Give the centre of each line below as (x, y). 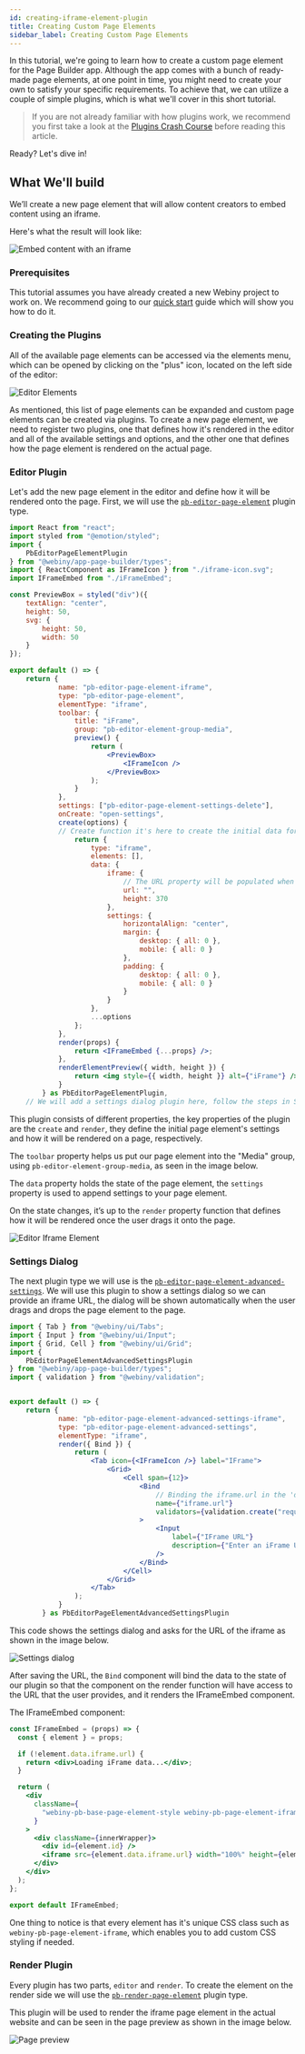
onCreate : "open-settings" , (111, 815)
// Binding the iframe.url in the (221, 1495)
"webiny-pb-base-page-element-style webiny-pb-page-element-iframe (172, 1812)
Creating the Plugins (55, 336)
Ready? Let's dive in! (49, 154)
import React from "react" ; (63, 528)
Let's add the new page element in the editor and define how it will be (140, 492)
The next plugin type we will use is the (81, 1281)
